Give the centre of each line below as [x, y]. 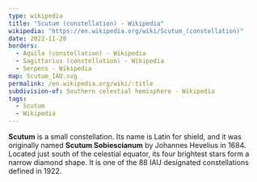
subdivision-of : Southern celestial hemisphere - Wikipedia [112, 91]
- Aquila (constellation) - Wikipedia [81, 53]
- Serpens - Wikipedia [54, 69]
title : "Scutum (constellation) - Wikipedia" [86, 23]
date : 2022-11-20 [38, 38]
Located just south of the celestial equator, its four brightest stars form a [129, 154]
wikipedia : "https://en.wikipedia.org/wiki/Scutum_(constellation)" [126, 31]
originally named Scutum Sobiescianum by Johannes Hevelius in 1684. [127, 145]
